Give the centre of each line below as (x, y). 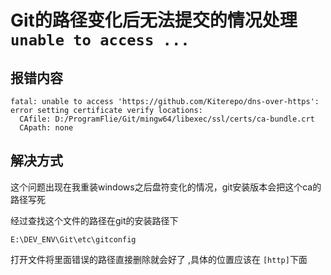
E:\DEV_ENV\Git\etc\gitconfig (73, 239)
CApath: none (46, 128)
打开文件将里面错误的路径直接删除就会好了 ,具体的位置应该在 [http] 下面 (159, 259)
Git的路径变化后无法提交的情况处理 (154, 20)
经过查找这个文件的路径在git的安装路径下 (94, 220)
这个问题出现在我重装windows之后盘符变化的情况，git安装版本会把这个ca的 (166, 187)
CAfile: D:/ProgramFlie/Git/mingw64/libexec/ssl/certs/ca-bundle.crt (167, 119)
